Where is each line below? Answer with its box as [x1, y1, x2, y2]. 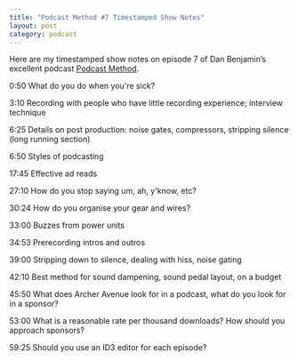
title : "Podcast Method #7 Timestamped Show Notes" [9, 12, 205, 22]
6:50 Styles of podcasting [9, 151, 104, 162]
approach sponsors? [9, 325, 85, 336]
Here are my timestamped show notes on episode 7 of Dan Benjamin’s [9, 54, 267, 65]
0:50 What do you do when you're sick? [9, 81, 156, 92]
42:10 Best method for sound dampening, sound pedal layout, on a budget [9, 272, 282, 283]
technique [9, 108, 46, 118]
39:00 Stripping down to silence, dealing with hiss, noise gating [9, 254, 242, 265]
